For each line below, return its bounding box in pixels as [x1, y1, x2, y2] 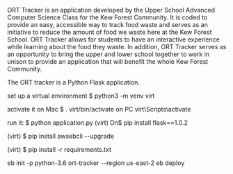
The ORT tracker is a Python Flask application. [7, 78, 140, 86]
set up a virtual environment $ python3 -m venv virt [7, 92, 155, 100]
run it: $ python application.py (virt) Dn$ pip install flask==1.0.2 [7, 119, 188, 127]
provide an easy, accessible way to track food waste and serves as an [7, 21, 209, 28]
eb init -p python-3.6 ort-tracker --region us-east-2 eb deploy [7, 159, 185, 167]
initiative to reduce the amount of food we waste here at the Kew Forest [7, 28, 212, 36]
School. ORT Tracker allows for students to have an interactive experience [7, 35, 220, 44]
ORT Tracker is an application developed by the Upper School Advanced [7, 6, 216, 14]
